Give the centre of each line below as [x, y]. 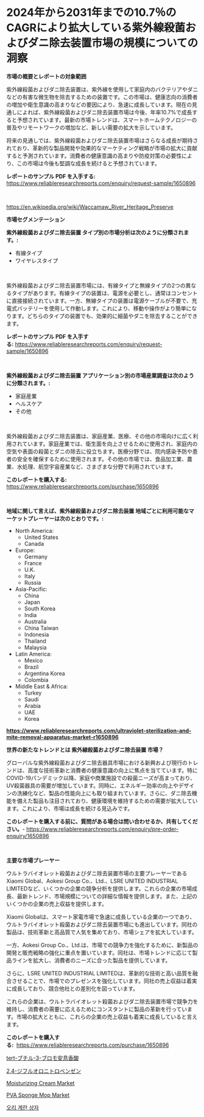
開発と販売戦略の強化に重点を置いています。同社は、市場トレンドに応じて [100, 952]
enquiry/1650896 [28, 836]
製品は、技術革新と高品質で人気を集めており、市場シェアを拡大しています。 [102, 932]
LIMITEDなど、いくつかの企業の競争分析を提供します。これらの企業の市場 [99, 888]
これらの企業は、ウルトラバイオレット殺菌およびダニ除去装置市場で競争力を [102, 1001]
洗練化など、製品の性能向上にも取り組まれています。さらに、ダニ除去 [104, 793]
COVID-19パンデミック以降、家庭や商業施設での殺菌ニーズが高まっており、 [101, 778]
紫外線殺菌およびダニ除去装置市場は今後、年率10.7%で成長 [118, 112]
